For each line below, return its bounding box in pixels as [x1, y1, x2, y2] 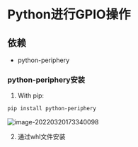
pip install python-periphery [7, 105, 97, 112]
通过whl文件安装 [17, 132, 66, 141]
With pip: [17, 91, 45, 100]
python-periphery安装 [7, 75, 86, 85]
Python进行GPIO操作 [7, 6, 131, 23]
